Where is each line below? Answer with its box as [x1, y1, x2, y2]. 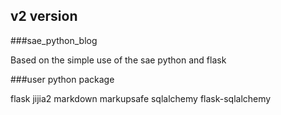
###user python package [10, 73, 115, 85]
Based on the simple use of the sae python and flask [10, 54, 227, 66]
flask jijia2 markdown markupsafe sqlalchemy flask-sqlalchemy [10, 92, 272, 104]
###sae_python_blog [10, 34, 98, 46]
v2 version [10, 8, 78, 25]
